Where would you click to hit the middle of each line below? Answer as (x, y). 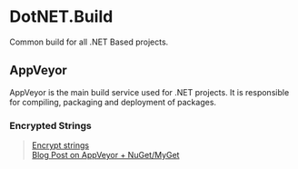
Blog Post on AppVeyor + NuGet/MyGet (105, 155)
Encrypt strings (60, 145)
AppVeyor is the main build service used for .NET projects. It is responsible (149, 92)
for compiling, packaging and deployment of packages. (113, 102)
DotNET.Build (61, 17)
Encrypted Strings (51, 125)
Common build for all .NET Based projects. (89, 42)
